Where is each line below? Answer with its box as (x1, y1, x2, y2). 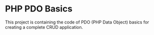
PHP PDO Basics (5, 3, 73, 14)
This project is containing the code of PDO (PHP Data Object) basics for (5, 19, 150, 25)
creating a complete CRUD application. (5, 24, 83, 30)
